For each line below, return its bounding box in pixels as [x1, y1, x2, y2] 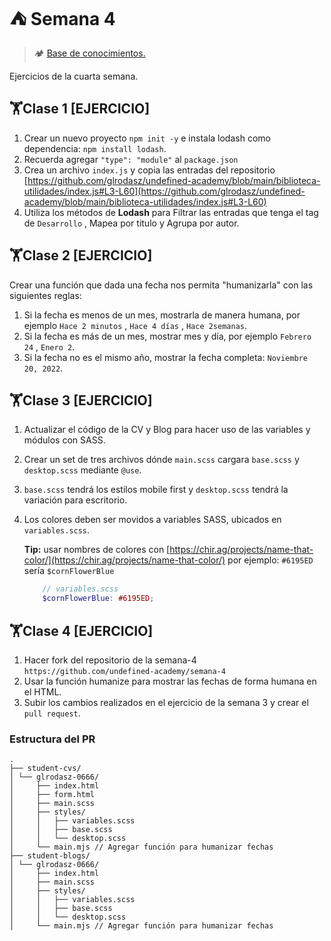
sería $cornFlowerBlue [23, 565, 115, 577]
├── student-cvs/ [9, 764, 82, 774]
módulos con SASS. [23, 434, 106, 446]
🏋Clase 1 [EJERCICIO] [9, 100, 151, 118]
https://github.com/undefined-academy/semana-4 [23, 666, 226, 676]
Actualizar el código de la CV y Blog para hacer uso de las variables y [23, 424, 311, 436]
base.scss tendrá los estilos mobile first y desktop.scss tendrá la [23, 484, 289, 496]
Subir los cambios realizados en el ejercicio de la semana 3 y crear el [23, 696, 309, 708]
